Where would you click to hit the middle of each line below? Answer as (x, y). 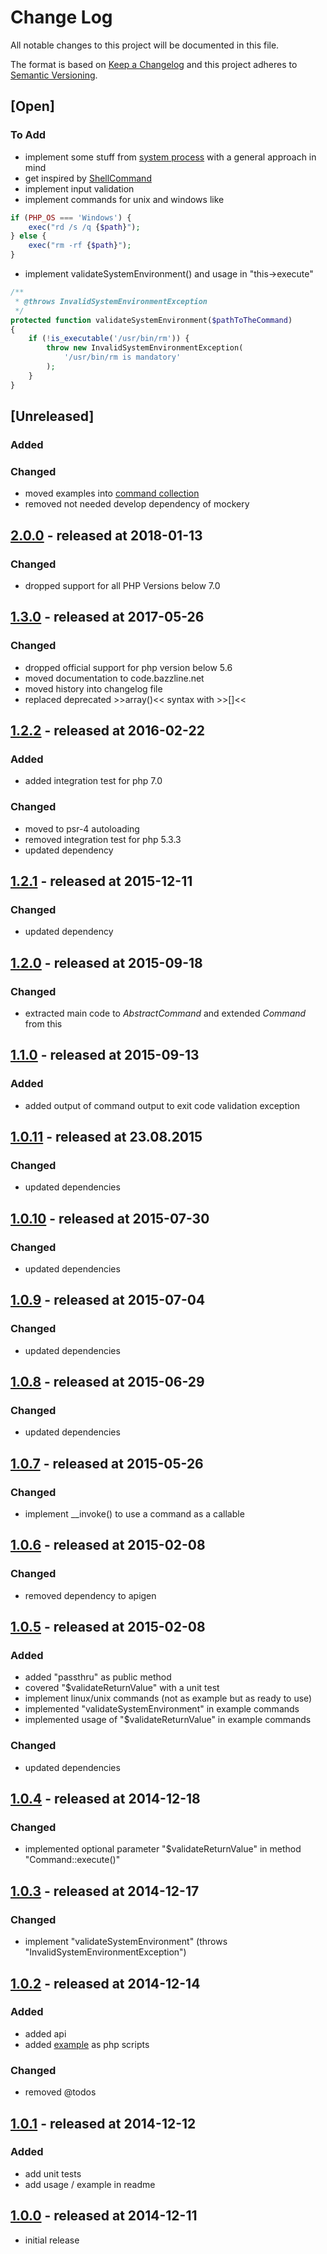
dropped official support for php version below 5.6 (128, 667)
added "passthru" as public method (98, 1677)
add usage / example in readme (90, 2184)
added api (45, 2033)
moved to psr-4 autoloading (82, 828)
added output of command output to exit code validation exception (162, 1105)
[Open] (32, 106)
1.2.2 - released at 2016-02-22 (107, 730)
